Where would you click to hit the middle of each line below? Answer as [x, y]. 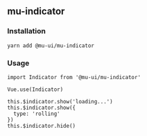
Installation [27, 31]
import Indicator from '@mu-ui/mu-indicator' [74, 77]
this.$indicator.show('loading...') [60, 101]
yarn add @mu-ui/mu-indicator [51, 45]
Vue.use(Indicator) [35, 90]
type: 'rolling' [37, 114]
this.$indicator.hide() [42, 126]
